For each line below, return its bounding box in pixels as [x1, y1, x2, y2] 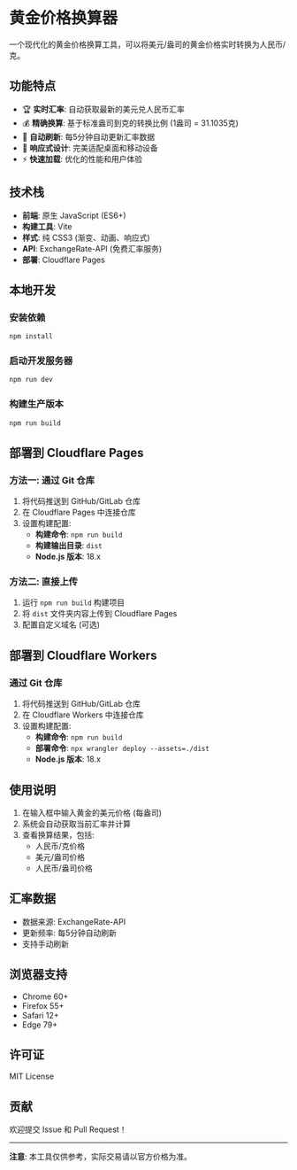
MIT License [9, 1071, 55, 1081]
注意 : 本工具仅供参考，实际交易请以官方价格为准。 [9, 1151, 192, 1162]
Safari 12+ [21, 1010, 59, 1020]
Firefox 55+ [21, 1000, 65, 1011]
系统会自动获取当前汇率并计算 [21, 818, 131, 829]
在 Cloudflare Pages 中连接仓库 [21, 507, 137, 518]
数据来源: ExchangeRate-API [21, 916, 126, 926]
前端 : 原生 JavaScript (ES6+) [21, 210, 126, 221]
